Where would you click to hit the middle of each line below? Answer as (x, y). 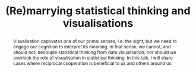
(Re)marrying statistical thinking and (98, 11)
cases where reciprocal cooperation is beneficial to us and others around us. (93, 63)
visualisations (98, 23)
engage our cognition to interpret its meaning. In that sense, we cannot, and (92, 46)
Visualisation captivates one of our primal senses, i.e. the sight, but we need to (95, 41)
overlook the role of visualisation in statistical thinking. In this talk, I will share (93, 58)
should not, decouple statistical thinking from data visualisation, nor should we (94, 52)
